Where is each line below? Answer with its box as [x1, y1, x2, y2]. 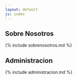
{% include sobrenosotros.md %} [5, 42, 72, 48]
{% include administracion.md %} [5, 69, 73, 75]
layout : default [5, 7, 38, 12]
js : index [5, 12, 25, 16]
